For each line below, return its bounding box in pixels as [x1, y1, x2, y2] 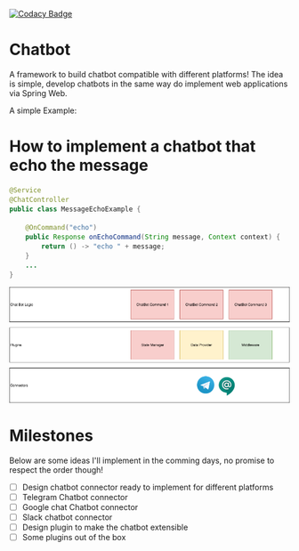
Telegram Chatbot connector [21, 491, 128, 502]
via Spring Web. [9, 87, 69, 98]
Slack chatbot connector [21, 512, 113, 523]
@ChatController [9, 195, 69, 204]
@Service [9, 185, 42, 195]
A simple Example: [9, 105, 77, 116]
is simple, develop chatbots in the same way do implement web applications [9, 78, 288, 89]
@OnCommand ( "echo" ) [25, 223, 98, 232]
